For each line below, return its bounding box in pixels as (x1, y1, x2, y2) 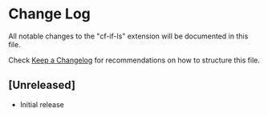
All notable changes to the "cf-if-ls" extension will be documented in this (8, 31, 249, 41)
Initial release (19, 99, 64, 109)
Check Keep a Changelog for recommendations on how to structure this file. (8, 55, 261, 65)
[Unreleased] (8, 78, 76, 92)
